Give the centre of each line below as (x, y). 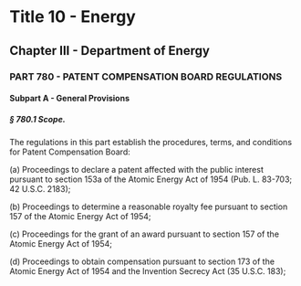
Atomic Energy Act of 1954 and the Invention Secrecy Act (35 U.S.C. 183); (148, 271)
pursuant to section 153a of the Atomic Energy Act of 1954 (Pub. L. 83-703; (151, 179)
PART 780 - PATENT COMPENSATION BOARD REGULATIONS (146, 77)
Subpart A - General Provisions (70, 99)
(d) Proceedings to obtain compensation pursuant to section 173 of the (142, 261)
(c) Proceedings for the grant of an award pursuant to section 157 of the (145, 234)
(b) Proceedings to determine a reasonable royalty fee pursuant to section (149, 207)
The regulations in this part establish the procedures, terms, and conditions (151, 143)
